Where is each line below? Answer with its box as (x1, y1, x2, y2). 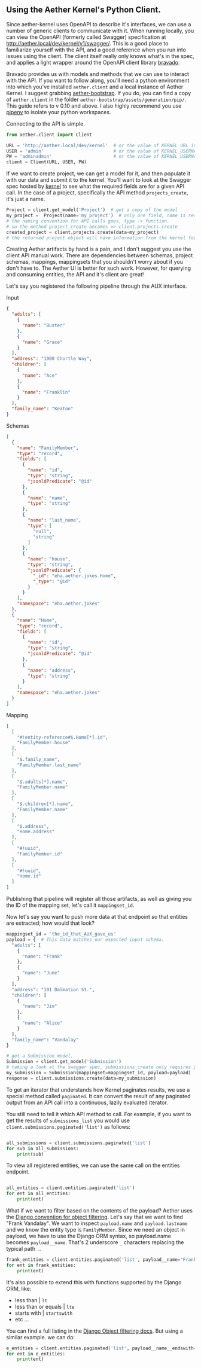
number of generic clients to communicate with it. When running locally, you (6, 27, 194, 34)
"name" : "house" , (28, 556, 71, 562)
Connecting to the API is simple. (6, 120, 86, 127)
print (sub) (17, 1151, 44, 1157)
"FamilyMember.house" (17, 740, 71, 746)
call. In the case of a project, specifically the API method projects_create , (6, 189, 188, 196)
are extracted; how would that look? (6, 919, 95, 927)
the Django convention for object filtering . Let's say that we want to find (6, 1214, 184, 1221)
